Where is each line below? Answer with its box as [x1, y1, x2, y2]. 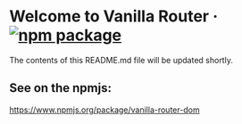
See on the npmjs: [9, 80, 112, 95]
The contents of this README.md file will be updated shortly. [9, 54, 234, 65]
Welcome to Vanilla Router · [9, 6, 219, 27]
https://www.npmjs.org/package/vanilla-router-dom [9, 104, 200, 115]
